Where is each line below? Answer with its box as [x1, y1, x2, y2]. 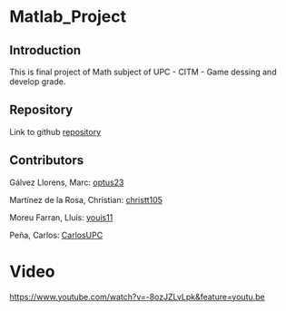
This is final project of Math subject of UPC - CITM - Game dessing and [9, 66, 277, 77]
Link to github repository [9, 126, 102, 137]
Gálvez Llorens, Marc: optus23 [9, 177, 124, 188]
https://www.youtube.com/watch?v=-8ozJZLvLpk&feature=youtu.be [9, 291, 265, 302]
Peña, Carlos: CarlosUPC [9, 229, 104, 240]
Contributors [9, 152, 84, 169]
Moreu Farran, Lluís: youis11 [9, 211, 113, 223]
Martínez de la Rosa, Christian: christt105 [9, 194, 163, 205]
